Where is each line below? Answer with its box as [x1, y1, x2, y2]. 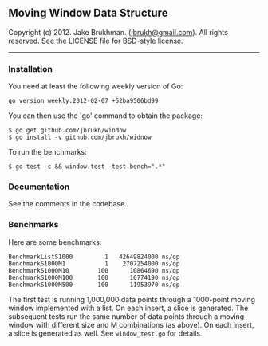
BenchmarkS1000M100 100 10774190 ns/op [8, 273, 180, 281]
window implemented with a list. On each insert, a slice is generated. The [8, 303, 249, 313]
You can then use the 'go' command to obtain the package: [8, 111, 203, 120]
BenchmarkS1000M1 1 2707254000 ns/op [8, 259, 180, 268]
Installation [8, 63, 53, 74]
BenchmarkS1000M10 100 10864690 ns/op [8, 266, 180, 274]
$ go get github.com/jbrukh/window [8, 127, 127, 135]
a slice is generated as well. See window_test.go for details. [8, 328, 203, 338]
